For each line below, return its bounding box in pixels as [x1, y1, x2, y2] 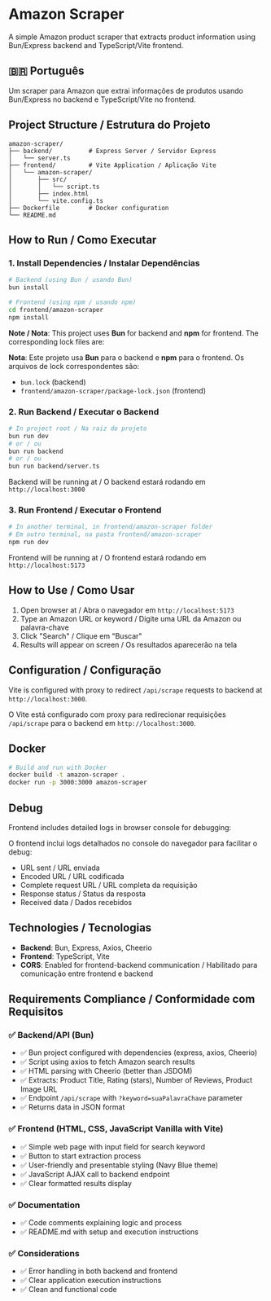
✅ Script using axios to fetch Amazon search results [20, 1057, 195, 1067]
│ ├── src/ [8, 175, 68, 183]
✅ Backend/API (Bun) [8, 1030, 94, 1041]
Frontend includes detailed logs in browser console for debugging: [8, 822, 232, 832]
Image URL [20, 1084, 58, 1094]
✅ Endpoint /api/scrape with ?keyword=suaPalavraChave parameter [20, 1093, 243, 1103]
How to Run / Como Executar [8, 233, 157, 247]
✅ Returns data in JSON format [20, 1102, 125, 1112]
